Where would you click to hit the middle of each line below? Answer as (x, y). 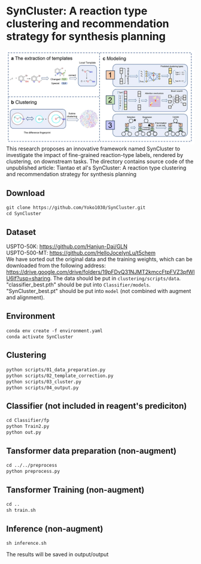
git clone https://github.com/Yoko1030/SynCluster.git (76, 208)
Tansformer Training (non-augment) (75, 490)
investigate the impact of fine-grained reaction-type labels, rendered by (95, 155)
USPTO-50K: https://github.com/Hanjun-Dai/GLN (67, 246)
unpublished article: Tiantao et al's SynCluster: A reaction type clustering (96, 168)
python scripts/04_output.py (42, 388)
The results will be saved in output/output (57, 554)
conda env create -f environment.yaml (54, 331)
